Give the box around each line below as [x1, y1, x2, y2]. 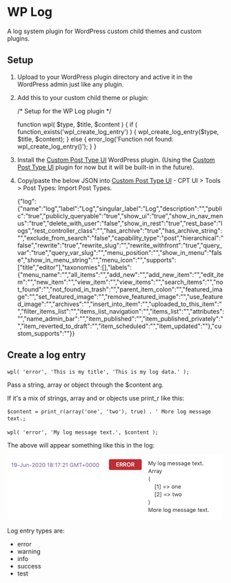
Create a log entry [7, 350, 86, 361]
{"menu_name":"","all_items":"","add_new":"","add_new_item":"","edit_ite [17, 270, 224, 278]
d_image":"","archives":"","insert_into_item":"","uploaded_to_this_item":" [17, 300, 222, 308]
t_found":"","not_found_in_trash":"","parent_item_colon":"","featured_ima [17, 285, 223, 294]
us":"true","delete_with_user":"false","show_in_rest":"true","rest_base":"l [17, 219, 223, 227]
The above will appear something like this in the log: [7, 441, 155, 449]
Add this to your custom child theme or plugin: [17, 93, 150, 102]
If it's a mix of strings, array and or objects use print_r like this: [7, 394, 185, 402]
